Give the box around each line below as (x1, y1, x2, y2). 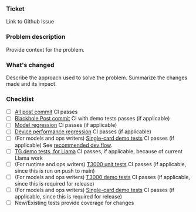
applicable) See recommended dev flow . (14, 142, 113, 149)
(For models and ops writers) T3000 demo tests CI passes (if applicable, (14, 173, 191, 180)
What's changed (6, 60, 55, 69)
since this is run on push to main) (14, 167, 95, 174)
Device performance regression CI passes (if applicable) (14, 128, 151, 135)
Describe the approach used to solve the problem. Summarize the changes (6, 74, 188, 81)
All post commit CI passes (14, 108, 78, 116)
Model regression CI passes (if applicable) (14, 122, 117, 129)
